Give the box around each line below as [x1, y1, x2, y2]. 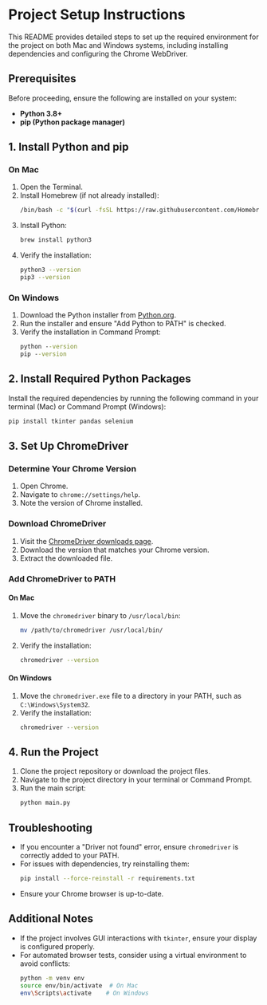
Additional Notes [8, 912, 94, 926]
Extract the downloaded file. [19, 553, 113, 563]
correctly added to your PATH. [19, 851, 120, 861]
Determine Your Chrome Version [8, 463, 137, 474]
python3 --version [19, 266, 81, 274]
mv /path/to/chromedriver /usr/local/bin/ [19, 626, 163, 634]
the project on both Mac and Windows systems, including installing [8, 40, 229, 49]
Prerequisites [8, 72, 77, 85]
